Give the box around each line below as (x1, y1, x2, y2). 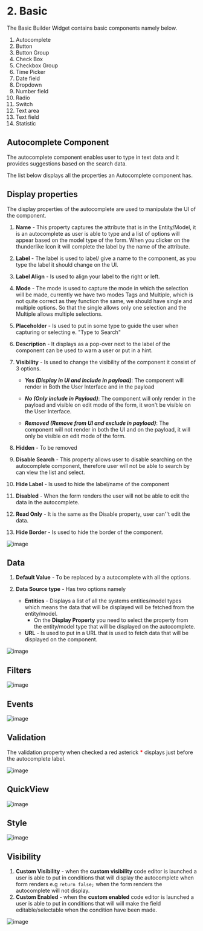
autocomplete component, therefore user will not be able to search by (15, 462, 190, 469)
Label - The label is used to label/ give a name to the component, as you (15, 255, 196, 262)
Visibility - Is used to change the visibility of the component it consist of (15, 358, 196, 365)
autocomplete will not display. (15, 887, 90, 895)
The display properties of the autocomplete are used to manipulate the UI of (7, 205, 196, 213)
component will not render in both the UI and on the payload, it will (24, 425, 191, 433)
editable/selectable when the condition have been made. (15, 906, 158, 913)
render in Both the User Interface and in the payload (24, 383, 155, 390)
